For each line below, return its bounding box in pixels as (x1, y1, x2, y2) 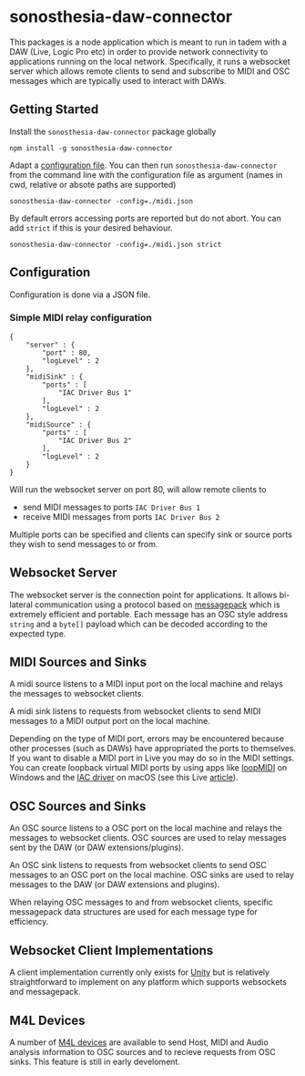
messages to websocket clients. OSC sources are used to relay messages (9, 833, 287, 843)
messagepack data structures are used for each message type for (9, 906, 258, 917)
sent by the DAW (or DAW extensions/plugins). (9, 842, 184, 854)
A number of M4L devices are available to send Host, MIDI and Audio (9, 1037, 269, 1048)
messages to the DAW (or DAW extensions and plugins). (9, 879, 220, 890)
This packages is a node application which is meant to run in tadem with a (9, 36, 287, 47)
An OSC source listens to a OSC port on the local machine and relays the (9, 823, 282, 833)
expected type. (9, 627, 66, 639)
